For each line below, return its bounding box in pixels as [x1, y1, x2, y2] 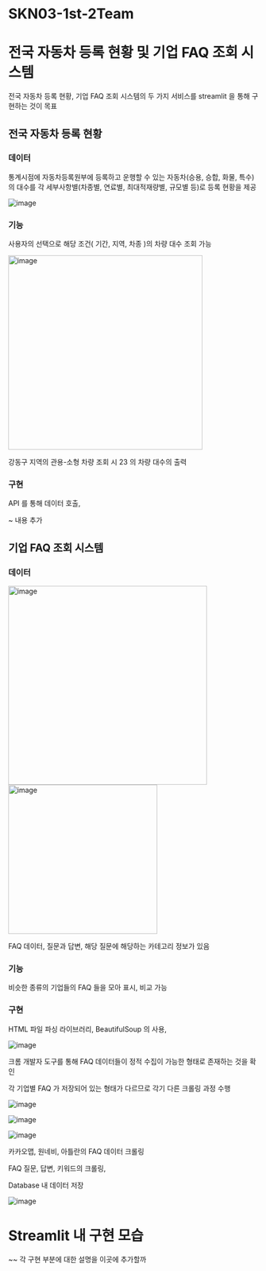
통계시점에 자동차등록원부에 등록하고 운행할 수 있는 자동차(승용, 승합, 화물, [8, 172, 237, 181]
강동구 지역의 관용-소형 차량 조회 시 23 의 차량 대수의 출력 [8, 457, 187, 467]
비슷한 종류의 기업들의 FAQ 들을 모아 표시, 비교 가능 [8, 983, 168, 993]
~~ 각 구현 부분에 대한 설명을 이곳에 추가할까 [8, 1254, 147, 1264]
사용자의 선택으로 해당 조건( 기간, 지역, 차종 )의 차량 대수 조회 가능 [8, 239, 212, 249]
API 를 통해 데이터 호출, [8, 499, 81, 508]
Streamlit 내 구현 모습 [8, 1226, 145, 1245]
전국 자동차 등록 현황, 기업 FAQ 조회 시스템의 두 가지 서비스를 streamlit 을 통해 [8, 91, 250, 101]
